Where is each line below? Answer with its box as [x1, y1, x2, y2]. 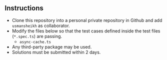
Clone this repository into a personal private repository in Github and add [11, 17, 162, 23]
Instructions [4, 4, 43, 12]
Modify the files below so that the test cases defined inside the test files [11, 27, 160, 34]
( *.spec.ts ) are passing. [11, 33, 62, 39]
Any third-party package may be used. [11, 43, 92, 49]
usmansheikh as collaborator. [11, 22, 70, 28]
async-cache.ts [19, 39, 51, 44]
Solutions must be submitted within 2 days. [11, 49, 101, 55]
